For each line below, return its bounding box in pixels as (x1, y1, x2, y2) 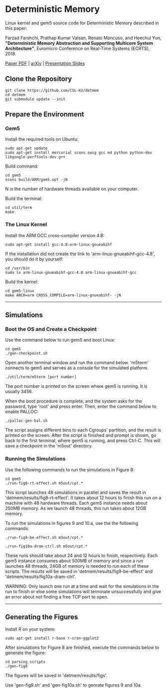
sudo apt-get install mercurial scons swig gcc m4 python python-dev (5, 150, 153, 155)
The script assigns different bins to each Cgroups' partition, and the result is (5, 427, 162, 433)
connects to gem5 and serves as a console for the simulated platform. (5, 365, 149, 371)
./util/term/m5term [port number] (5, 374, 77, 380)
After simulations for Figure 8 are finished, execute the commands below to (5, 644, 160, 650)
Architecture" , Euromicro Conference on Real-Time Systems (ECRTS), (5, 45, 150, 51)
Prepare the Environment (5, 110, 84, 119)
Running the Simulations (5, 455, 66, 462)
